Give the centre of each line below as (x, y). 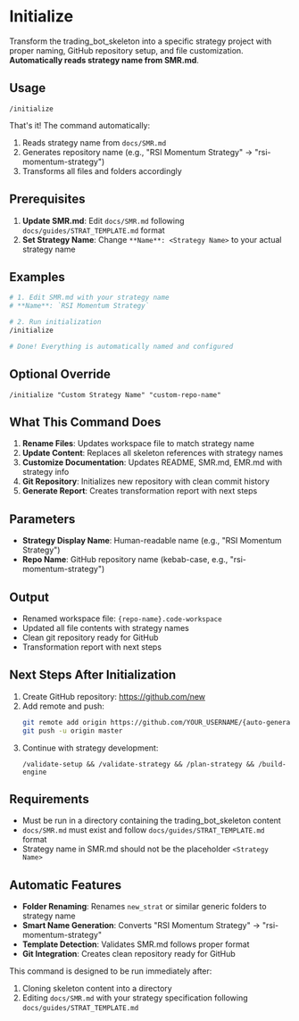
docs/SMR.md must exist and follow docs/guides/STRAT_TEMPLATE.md (143, 830)
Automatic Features (66, 885)
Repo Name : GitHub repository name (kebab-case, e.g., (125, 560)
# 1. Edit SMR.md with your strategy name (89, 298)
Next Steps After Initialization (93, 675)
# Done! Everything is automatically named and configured (121, 346)
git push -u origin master (72, 730)
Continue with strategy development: (90, 748)
